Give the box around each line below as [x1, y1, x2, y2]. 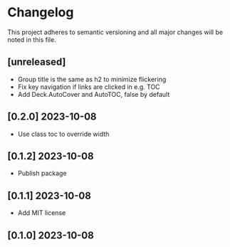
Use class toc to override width [17, 130, 110, 138]
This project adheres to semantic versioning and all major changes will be [7, 28, 223, 36]
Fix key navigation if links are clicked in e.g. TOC [17, 83, 160, 91]
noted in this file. [7, 35, 57, 43]
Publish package [17, 169, 67, 178]
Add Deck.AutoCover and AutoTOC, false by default [17, 90, 170, 98]
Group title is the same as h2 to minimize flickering [17, 75, 167, 83]
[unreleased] [7, 56, 66, 68]
